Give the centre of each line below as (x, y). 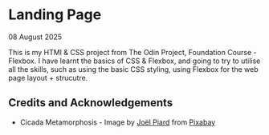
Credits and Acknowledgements (91, 103)
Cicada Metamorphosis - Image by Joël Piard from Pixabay (118, 122)
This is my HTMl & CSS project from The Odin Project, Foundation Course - (132, 52)
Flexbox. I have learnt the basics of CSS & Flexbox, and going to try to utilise (134, 61)
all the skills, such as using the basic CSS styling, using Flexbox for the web (133, 69)
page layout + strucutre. (48, 77)
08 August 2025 (35, 37)
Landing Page (55, 15)
